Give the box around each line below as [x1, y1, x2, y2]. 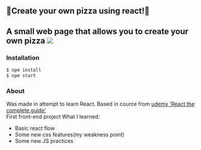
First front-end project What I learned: [6, 113, 100, 120]
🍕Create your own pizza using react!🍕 [6, 6, 150, 16]
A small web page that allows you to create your [6, 26, 188, 36]
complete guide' [6, 107, 47, 114]
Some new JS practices [14, 137, 74, 145]
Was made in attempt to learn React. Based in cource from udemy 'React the [6, 100, 195, 108]
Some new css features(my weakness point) [14, 131, 124, 138]
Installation [6, 53, 40, 62]
